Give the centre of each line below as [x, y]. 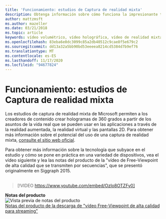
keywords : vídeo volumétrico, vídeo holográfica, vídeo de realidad [77, 38]
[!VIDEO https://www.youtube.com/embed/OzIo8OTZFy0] [76, 186]
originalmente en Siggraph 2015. [38, 171]
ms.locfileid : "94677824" [32, 65]
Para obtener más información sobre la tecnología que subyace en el [75, 150]
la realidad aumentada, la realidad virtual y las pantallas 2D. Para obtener [79, 130]
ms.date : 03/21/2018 [26, 28]
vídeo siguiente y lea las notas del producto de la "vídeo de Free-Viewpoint [82, 160]
